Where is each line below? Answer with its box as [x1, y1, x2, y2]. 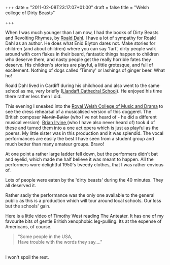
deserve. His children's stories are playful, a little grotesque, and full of [5, 62, 153, 68]
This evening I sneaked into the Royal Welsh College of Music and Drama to [5, 103, 163, 109]
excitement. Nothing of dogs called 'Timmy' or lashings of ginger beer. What [5, 67, 165, 73]
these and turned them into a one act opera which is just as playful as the [5, 125, 159, 131]
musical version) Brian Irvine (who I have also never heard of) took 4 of [5, 120, 155, 125]
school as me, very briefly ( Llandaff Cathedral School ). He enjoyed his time [5, 88, 162, 94]
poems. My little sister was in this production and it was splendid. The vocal [5, 130, 164, 136]
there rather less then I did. [5, 94, 62, 99]
